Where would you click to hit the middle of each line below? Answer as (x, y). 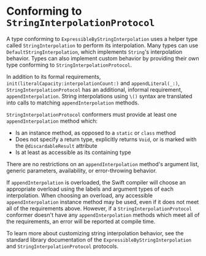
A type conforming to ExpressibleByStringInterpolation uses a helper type (102, 38)
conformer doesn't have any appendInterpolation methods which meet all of (103, 214)
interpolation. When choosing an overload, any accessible (80, 195)
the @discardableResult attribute (56, 145)
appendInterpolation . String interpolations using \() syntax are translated (99, 96)
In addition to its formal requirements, (54, 76)
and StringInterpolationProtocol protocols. (62, 246)
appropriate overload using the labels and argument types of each (90, 189)
